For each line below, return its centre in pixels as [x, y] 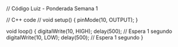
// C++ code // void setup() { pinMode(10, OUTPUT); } [72, 20]
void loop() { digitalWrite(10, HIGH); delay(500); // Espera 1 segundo [89, 31]
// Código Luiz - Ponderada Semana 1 [52, 9]
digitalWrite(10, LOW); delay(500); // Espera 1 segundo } [75, 37]
